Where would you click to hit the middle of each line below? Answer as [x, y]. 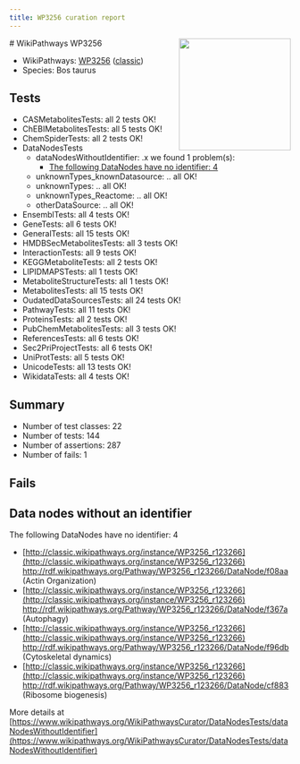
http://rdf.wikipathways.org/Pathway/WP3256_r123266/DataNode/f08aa [155, 571]
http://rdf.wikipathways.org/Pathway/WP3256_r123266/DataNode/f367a [155, 609]
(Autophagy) [45, 619]
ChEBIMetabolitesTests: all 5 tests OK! [92, 129]
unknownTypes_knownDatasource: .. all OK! [117, 176]
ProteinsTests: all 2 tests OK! [75, 320]
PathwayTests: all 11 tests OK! [76, 310]
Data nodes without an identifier [101, 514]
